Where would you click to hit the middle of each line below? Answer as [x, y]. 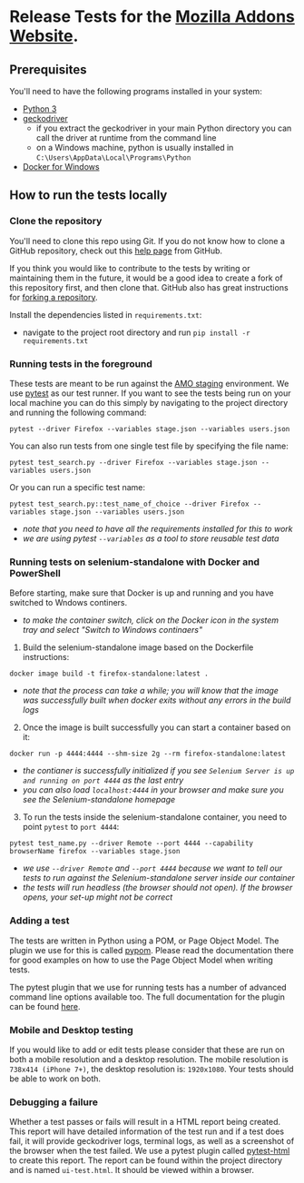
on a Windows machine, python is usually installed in [135, 148]
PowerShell [35, 573]
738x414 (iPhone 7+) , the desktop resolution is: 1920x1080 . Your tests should [152, 1069]
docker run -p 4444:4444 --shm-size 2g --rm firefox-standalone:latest [147, 754]
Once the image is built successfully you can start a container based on [157, 727]
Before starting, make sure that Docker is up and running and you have [142, 593]
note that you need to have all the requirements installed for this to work [157, 528]
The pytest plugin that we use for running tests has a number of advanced [148, 987]
